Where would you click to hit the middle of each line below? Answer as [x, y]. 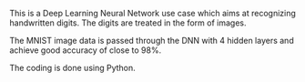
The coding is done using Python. [73, 68]
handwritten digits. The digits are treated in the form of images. [128, 23]
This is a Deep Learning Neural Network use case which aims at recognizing [152, 13]
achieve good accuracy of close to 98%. [86, 50]
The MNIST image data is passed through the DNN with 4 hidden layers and [152, 41]
